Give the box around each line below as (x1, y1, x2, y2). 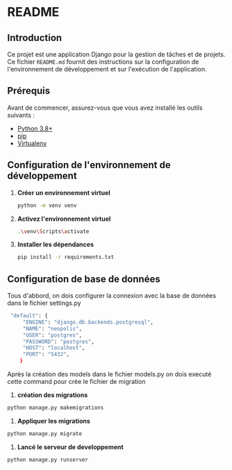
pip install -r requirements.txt (17, 254, 115, 261)
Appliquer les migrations (17, 417, 90, 425)
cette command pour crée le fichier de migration (7, 378, 146, 386)
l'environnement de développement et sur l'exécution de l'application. (7, 65, 207, 73)
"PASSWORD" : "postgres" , (22, 338, 95, 345)
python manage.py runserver (7, 456, 89, 463)
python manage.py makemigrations (7, 404, 104, 412)
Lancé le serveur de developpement (17, 442, 124, 451)
